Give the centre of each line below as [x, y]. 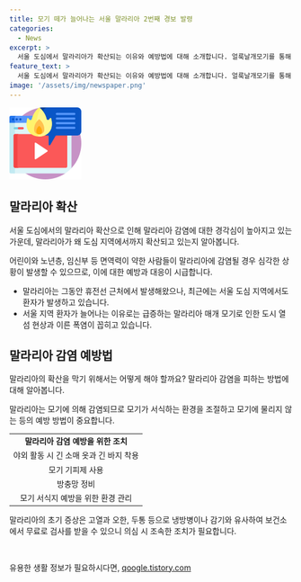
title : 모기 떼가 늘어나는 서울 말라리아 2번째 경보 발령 [101, 19]
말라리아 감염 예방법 [61, 355]
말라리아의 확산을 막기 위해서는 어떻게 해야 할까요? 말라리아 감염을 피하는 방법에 [149, 379]
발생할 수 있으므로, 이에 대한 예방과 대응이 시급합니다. [119, 272]
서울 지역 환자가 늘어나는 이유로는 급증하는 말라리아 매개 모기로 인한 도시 [149, 313]
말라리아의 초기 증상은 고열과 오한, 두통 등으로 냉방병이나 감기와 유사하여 [136, 519]
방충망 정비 [76, 484]
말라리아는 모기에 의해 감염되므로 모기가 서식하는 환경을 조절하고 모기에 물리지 [146, 409]
